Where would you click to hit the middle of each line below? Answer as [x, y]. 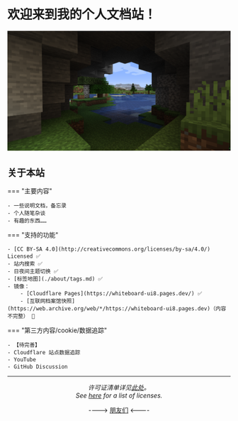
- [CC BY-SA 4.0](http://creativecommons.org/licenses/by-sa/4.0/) [109, 249]
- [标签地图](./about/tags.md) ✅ [55, 279]
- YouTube [22, 359]
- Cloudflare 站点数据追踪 [44, 352]
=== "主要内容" [30, 191]
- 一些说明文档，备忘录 [37, 206]
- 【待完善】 [24, 345]
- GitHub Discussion [38, 366]
